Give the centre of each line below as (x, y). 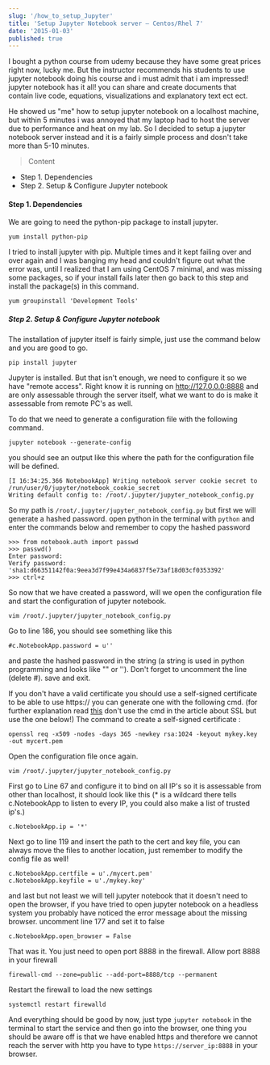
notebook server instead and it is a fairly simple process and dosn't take (128, 137)
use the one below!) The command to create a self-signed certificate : (125, 720)
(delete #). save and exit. (50, 678)
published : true (35, 38)
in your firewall (33, 960)
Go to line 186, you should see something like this (90, 631)
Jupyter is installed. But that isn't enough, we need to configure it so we (128, 378)
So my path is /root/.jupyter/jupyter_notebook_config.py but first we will (132, 510)
